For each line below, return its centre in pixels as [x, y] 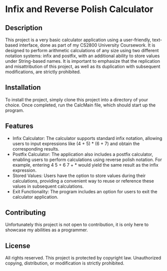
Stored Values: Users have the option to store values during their [79, 175]
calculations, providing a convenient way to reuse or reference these [83, 181]
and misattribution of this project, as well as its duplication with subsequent [83, 66]
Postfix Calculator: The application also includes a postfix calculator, [83, 154]
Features [19, 126]
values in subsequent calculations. [48, 186]
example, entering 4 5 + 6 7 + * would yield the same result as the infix [85, 165]
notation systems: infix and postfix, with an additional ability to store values [82, 56]
